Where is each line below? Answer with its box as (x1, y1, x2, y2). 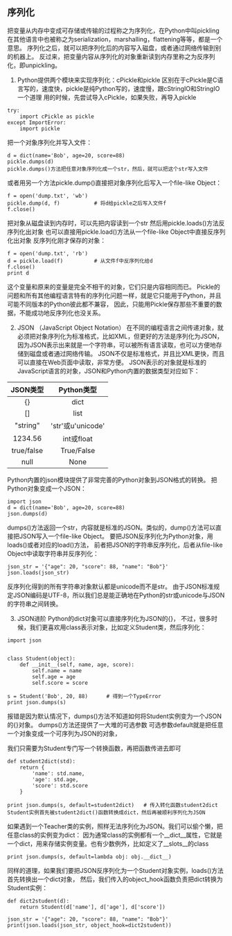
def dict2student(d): (7, 897, 70, 904)
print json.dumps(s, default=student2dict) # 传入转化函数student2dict (7, 801, 218, 808)
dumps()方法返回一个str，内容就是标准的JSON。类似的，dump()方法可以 (7, 523, 216, 531)
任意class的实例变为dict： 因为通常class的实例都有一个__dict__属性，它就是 (7, 831, 223, 839)
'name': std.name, (32, 769, 85, 777)
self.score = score (32, 679, 89, 686)
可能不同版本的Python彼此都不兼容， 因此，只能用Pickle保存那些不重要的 (7, 300, 217, 308)
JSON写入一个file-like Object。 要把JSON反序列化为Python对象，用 (19, 531, 213, 540)
